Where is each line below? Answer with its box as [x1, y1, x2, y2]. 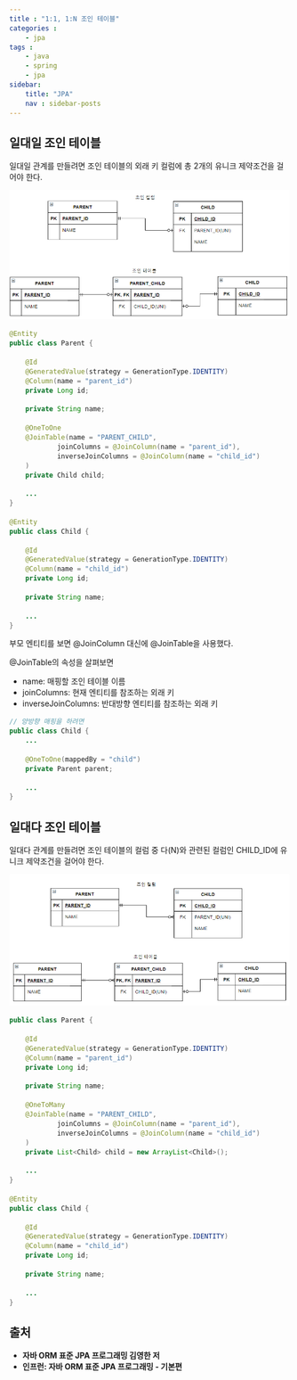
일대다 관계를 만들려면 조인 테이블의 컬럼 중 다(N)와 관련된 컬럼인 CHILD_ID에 [9, 845, 278, 856]
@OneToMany [25, 1101, 66, 1110]
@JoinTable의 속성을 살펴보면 [9, 657, 114, 668]
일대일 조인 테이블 [9, 135, 101, 151]
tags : [9, 43, 34, 52]
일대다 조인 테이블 [9, 819, 101, 834]
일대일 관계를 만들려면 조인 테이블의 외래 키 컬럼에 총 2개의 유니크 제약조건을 [9, 160, 275, 171]
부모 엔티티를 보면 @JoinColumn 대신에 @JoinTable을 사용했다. [9, 638, 234, 649]
